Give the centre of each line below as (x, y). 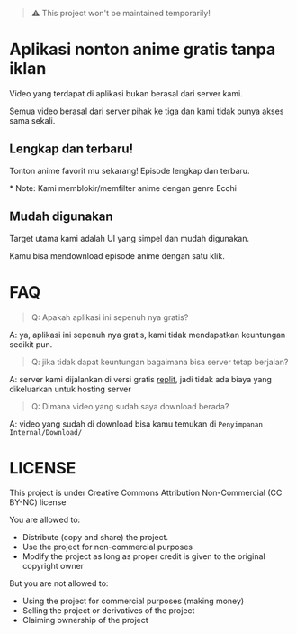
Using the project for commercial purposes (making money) (133, 601)
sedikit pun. (31, 344)
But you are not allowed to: (59, 583)
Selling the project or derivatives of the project (108, 611)
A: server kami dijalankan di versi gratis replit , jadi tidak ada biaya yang (141, 379)
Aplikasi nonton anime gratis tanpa (143, 50)
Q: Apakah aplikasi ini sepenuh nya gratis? (110, 317)
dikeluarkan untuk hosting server (71, 389)
